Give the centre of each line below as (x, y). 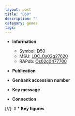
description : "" (21, 19)
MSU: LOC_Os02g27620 (44, 56)
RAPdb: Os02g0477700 (43, 61)
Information (24, 41)
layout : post (18, 10)
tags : (10, 28)
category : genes (21, 23)
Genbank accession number (41, 80)
